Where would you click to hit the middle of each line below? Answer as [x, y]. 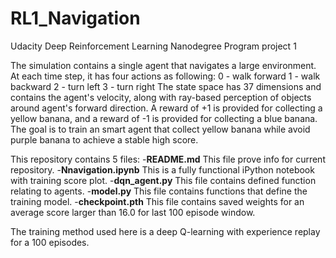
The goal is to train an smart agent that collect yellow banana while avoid [160, 129]
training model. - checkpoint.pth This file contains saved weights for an [157, 201]
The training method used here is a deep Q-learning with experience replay [165, 231]
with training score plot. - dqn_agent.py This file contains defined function [163, 180]
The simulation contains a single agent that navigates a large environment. [163, 65]
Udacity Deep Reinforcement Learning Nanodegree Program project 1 [153, 46]
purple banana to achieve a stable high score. [104, 139]
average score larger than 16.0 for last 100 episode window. [133, 212]
